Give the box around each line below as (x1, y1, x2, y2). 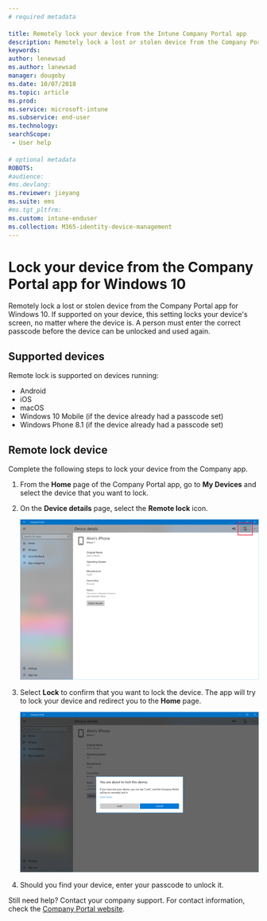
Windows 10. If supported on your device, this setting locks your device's (8, 310, 248, 319)
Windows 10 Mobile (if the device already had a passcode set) (19, 412, 224, 421)
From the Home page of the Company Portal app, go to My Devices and (19, 480, 257, 490)
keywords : (8, 46, 41, 55)
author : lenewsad (8, 55, 66, 63)
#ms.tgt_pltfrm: (8, 206, 62, 214)
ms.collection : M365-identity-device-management (8, 223, 172, 231)
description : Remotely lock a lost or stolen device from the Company (8, 38, 247, 46)
